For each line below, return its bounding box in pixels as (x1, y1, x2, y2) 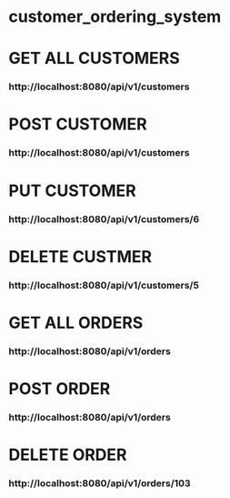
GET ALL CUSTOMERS (8, 48, 181, 69)
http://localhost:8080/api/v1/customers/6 (8, 212, 200, 225)
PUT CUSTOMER (8, 180, 137, 201)
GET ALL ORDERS (8, 312, 144, 333)
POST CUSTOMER (8, 114, 147, 135)
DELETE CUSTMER (8, 246, 152, 267)
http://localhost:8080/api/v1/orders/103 (8, 476, 192, 489)
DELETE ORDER (8, 444, 127, 465)
